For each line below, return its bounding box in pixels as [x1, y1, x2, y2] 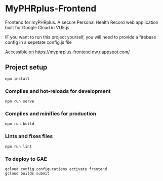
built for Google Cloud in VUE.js [5, 24, 70, 30]
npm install [5, 76, 30, 81]
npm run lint [5, 144, 32, 149]
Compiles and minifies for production [5, 110, 96, 117]
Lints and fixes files [5, 133, 53, 140]
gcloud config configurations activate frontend [5, 166, 107, 172]
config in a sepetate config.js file [5, 39, 72, 45]
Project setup [5, 63, 48, 72]
